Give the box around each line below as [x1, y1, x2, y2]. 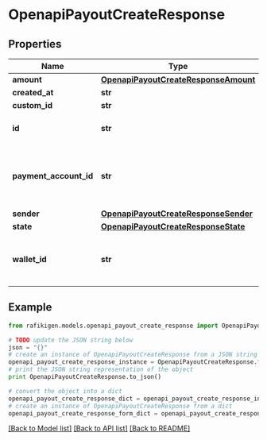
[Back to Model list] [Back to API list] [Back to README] [8, 423, 191, 434]
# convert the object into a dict [8, 387, 123, 395]
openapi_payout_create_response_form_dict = [8, 409, 158, 418]
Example [8, 300, 52, 315]
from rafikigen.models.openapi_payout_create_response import [8, 322, 219, 330]
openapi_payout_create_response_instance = [8, 358, 155, 366]
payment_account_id [12, 171, 94, 181]
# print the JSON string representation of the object [8, 365, 194, 374]
